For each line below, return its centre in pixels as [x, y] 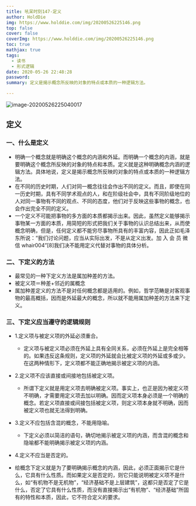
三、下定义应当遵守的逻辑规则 [49, 322]
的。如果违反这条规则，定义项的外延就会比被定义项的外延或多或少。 [106, 356]
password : [18, 77]
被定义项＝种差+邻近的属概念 [50, 283]
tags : [13, 55]
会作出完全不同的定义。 [43, 208]
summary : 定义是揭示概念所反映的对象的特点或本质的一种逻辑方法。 [77, 83]
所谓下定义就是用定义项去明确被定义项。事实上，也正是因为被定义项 [106, 388]
